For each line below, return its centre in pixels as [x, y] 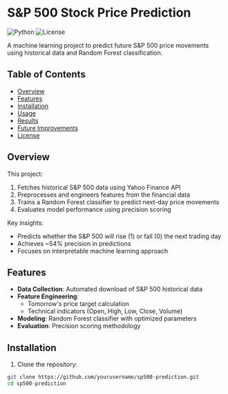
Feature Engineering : [48, 296]
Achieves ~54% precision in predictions [74, 243]
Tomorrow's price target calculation [78, 304]
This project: [25, 174]
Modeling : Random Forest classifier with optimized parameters [107, 319]
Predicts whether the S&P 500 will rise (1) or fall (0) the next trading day [119, 236]
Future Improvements [47, 128]
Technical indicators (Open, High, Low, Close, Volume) [105, 311]
